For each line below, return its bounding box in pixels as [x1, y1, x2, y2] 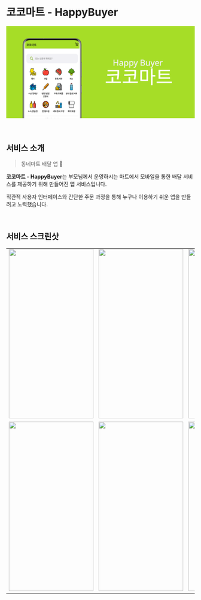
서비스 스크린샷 [6, 231, 59, 242]
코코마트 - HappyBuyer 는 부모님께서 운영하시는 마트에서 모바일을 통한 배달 [6, 173, 182, 180]
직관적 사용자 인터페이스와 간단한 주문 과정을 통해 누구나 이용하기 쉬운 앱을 [6, 193, 181, 200]
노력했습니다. [17, 200, 48, 207]
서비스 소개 [6, 143, 45, 153]
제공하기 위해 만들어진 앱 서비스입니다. [17, 180, 107, 188]
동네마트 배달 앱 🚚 [20, 160, 63, 167]
